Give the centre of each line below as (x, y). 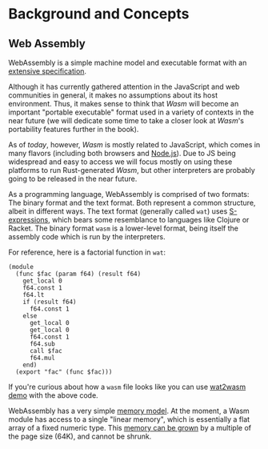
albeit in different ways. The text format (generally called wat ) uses (118, 211)
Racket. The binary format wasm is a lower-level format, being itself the (123, 228)
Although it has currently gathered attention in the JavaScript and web (124, 86)
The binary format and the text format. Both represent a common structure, (132, 202)
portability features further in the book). (74, 129)
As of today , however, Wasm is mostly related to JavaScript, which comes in (134, 144)
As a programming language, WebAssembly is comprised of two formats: (129, 194)
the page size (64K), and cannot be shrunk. (80, 436)
